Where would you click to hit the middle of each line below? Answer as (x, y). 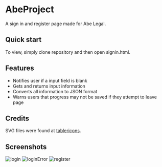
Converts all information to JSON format (55, 91)
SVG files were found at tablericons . (43, 131)
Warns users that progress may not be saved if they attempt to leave (85, 97)
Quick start (24, 40)
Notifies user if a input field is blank (50, 80)
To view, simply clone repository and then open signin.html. (68, 52)
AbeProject (30, 9)
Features (20, 68)
